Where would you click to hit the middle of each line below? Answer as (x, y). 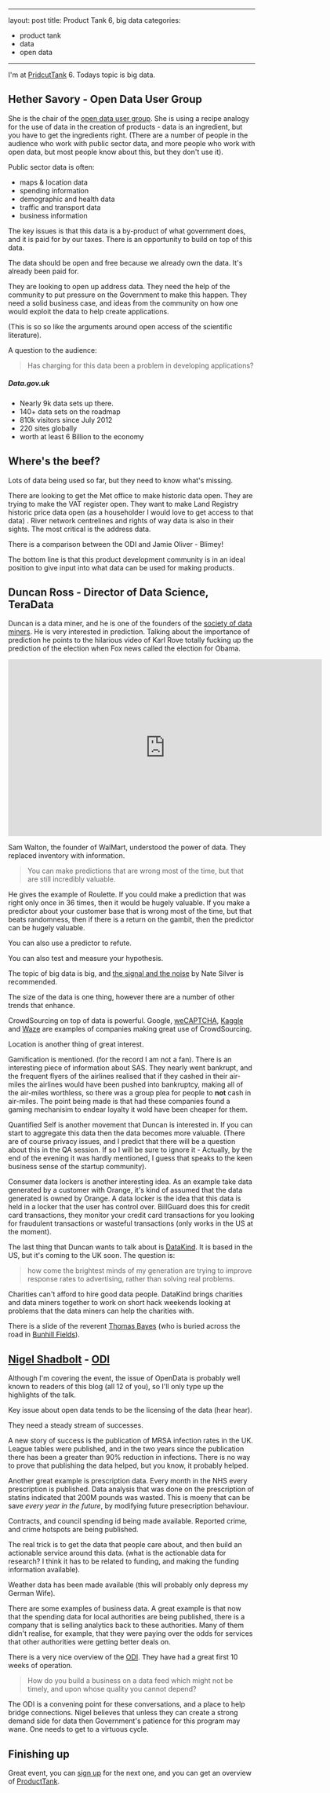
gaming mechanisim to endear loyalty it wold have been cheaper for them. (128, 1109)
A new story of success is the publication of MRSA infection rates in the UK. (131, 1441)
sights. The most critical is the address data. (80, 529)
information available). (44, 1570)
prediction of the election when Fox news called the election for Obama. (125, 648)
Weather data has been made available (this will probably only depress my (128, 1585)
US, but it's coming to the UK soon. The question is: (92, 1256)
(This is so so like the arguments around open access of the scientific (120, 326)
